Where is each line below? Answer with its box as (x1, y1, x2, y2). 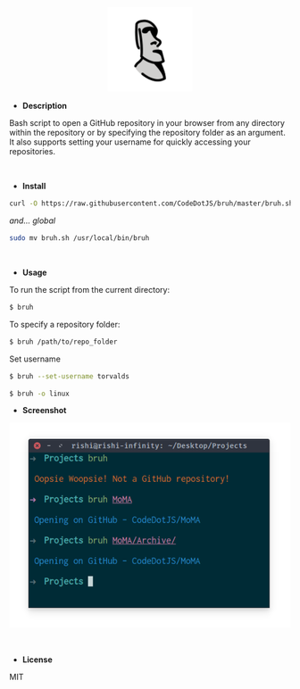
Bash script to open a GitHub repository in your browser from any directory (9, 118, 286, 129)
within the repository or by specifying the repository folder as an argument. (9, 128, 286, 138)
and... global (9, 215, 56, 226)
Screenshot (21, 405, 67, 416)
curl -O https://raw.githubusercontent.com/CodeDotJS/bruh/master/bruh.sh (9, 199, 294, 208)
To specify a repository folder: (9, 319, 121, 329)
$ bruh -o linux (9, 389, 70, 398)
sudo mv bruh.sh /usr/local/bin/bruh (9, 234, 150, 243)
